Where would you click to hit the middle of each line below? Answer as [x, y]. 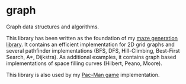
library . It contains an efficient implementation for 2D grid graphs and [90, 44]
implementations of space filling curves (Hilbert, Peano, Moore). [84, 63]
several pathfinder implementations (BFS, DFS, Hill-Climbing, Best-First [93, 50]
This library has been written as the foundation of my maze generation [92, 38]
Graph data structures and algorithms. [53, 27]
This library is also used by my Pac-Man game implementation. [83, 75]
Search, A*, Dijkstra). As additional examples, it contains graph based [91, 57]
